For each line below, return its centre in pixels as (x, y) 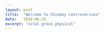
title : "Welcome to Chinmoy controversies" (53, 14)
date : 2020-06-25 (26, 19)
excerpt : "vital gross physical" (40, 24)
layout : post (19, 10)
